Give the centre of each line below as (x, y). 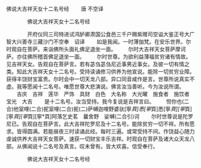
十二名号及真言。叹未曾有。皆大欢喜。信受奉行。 (98, 146)
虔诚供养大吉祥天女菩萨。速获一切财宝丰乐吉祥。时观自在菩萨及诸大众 (93, 139)
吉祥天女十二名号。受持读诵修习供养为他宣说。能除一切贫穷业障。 (113, 71)
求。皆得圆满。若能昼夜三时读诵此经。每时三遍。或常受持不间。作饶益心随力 (100, 131)
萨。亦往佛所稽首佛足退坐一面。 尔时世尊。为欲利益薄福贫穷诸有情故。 (99, 56)
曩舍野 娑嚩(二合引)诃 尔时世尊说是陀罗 (138, 116)
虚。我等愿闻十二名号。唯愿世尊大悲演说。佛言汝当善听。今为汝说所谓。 (95, 86)
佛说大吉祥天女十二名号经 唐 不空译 (55, 9)
